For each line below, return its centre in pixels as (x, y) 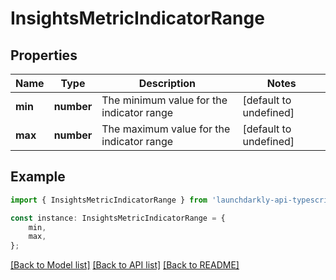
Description (167, 83)
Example (38, 177)
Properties (44, 55)
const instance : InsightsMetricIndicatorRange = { (118, 218)
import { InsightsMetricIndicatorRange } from (109, 200)
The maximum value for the (166, 129)
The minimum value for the (164, 100)
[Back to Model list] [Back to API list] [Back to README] (125, 265)
